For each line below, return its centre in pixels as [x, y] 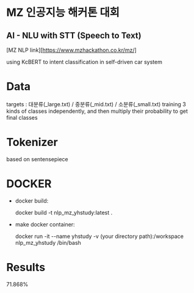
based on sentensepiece [37, 159]
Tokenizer [32, 143]
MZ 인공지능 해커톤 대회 [63, 13]
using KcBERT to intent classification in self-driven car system [84, 62]
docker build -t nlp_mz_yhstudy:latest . [64, 212]
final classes [22, 117]
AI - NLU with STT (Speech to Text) [74, 35]
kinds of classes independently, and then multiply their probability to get [97, 111]
